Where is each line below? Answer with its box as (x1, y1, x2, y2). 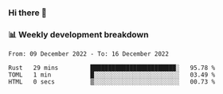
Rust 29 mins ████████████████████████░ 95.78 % (8, 64, 216, 72)
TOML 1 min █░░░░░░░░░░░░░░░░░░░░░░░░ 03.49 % (8, 71, 216, 79)
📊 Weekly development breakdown (8, 29, 149, 40)
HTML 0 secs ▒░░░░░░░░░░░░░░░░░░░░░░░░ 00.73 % (8, 78, 216, 86)
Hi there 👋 (8, 7, 48, 18)
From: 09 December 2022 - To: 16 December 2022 (8, 50, 170, 58)
